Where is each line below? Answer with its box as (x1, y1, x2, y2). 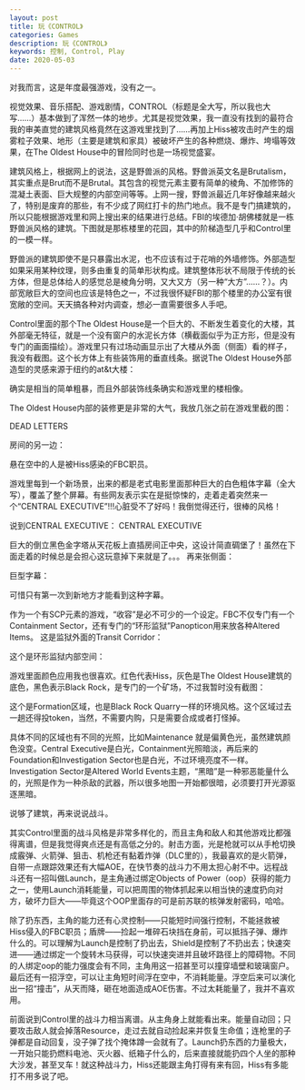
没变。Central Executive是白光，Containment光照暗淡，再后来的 (16, 743, 259, 753)
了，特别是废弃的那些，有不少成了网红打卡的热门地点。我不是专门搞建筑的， (9, 200, 296, 210)
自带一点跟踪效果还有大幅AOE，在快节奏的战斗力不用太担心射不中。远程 (9, 862, 280, 872)
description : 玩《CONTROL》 (9, 38, 108, 48)
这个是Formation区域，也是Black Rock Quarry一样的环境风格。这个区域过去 (9, 701, 292, 712)
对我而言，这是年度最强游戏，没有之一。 (9, 82, 161, 92)
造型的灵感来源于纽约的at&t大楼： (9, 364, 136, 374)
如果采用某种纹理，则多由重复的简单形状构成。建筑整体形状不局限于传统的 (9, 265, 288, 276)
